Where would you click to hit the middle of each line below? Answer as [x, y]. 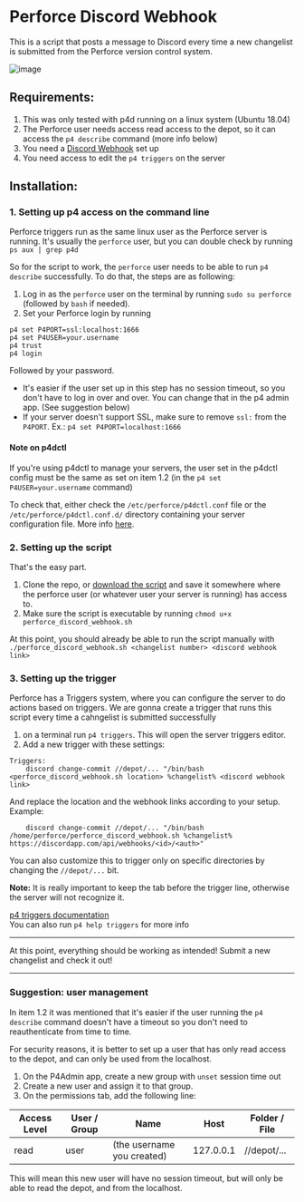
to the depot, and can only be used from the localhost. [111, 1059]
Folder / [267, 1118]
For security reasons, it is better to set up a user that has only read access [148, 1049]
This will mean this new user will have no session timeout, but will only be [146, 1178]
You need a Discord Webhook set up [91, 148]
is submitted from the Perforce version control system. [111, 51]
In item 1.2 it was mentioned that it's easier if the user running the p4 [137, 1012]
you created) [140, 1156]
